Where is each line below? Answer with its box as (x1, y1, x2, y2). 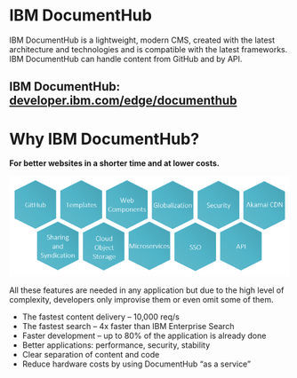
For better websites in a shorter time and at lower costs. (9, 158, 220, 169)
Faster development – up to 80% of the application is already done (21, 330, 267, 341)
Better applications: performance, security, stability (21, 339, 211, 350)
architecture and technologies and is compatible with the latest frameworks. (9, 43, 288, 54)
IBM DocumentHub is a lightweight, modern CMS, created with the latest (9, 35, 276, 45)
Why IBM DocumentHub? (9, 129, 200, 149)
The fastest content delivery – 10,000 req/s (21, 311, 180, 322)
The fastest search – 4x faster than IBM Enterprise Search (21, 320, 235, 331)
